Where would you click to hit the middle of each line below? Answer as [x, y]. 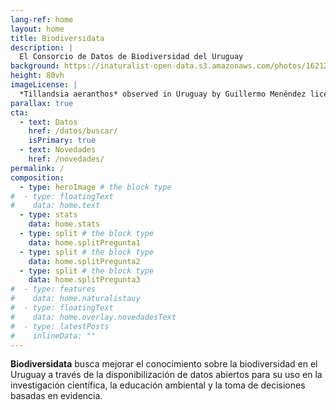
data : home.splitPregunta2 [84, 261]
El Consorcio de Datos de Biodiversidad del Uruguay [131, 57]
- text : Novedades [58, 150]
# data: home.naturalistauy [75, 299]
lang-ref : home [42, 19]
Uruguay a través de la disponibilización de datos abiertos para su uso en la [166, 375]
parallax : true [42, 103]
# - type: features [53, 289]
